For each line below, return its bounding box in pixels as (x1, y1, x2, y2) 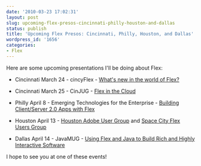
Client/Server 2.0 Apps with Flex (14, 105, 95, 113)
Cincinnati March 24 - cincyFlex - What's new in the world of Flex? (14, 76, 179, 83)
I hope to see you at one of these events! (6, 153, 107, 160)
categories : (6, 43, 36, 49)
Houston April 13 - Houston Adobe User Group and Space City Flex (14, 117, 181, 124)
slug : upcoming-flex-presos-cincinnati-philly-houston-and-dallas (6, 20, 175, 26)
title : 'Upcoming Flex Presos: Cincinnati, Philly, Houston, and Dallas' (6, 31, 194, 37)
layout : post (6, 14, 39, 20)
